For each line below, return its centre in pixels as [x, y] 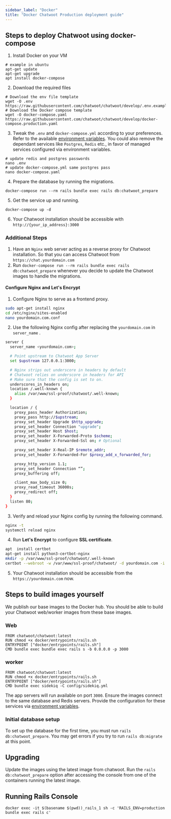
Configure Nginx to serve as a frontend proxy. [61, 299]
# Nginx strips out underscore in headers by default [68, 370]
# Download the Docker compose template [49, 111]
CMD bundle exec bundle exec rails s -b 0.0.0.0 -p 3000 [67, 649]
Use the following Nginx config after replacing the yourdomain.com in [84, 327]
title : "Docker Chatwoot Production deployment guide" [65, 15]
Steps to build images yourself [55, 595]
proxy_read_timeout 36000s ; [44, 487]
